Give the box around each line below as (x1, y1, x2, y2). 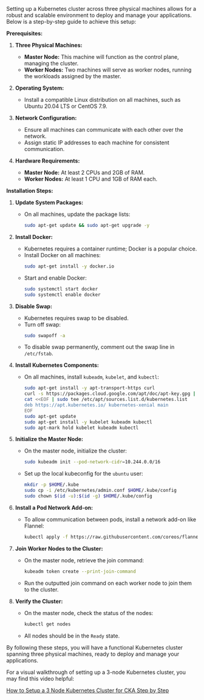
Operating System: (15, 84, 64, 92)
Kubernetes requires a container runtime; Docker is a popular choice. (24, 245, 197, 252)
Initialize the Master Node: (15, 436, 84, 443)
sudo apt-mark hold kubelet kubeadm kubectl (24, 425, 139, 431)
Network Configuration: (15, 115, 77, 121)
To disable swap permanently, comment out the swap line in (24, 343, 175, 351)
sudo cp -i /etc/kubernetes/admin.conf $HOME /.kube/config (24, 488, 177, 494)
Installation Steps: (6, 187, 53, 194)
